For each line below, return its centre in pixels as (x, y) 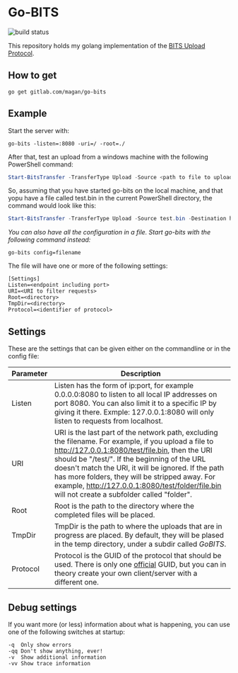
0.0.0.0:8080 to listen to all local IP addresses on (136, 395)
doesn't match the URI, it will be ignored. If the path (139, 468)
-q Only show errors (40, 645)
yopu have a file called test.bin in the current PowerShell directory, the (110, 198)
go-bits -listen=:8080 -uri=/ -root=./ (67, 143)
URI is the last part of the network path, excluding (136, 433)
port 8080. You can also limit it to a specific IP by (136, 403)
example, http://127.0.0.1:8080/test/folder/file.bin (138, 486)
